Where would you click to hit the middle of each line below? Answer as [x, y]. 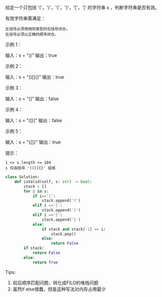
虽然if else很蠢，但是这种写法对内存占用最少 [59, 289]
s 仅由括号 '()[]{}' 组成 [31, 168]
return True [45, 262]
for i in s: [36, 191]
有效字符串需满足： [25, 18]
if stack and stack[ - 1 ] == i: [74, 229]
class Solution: [22, 177]
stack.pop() [63, 234]
